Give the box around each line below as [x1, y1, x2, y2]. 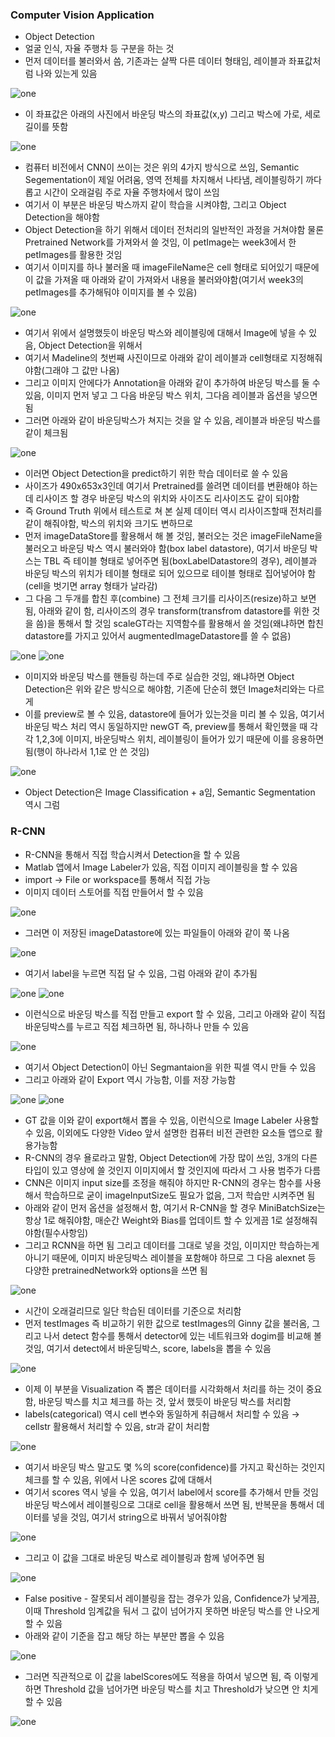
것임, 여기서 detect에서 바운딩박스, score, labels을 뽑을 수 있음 [24, 1342, 272, 1354]
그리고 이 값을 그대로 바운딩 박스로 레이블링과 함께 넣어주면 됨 [24, 1551, 265, 1563]
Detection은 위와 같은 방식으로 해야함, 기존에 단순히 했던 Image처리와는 [24, 683, 307, 695]
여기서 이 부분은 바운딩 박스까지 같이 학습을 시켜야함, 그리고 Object [24, 199, 287, 211]
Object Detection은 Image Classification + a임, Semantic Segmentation [24, 786, 316, 798]
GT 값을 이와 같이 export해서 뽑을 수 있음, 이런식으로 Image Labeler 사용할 [24, 1114, 320, 1126]
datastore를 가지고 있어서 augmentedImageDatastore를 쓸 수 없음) [24, 630, 292, 642]
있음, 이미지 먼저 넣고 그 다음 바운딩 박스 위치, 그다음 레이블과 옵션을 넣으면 [24, 389, 318, 402]
